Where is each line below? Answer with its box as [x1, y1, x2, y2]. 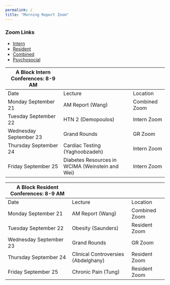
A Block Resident [16, 184, 59, 191]
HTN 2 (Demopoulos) [63, 116, 115, 123]
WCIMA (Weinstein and [63, 163, 119, 170]
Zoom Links [5, 29, 35, 36]
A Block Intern [15, 68, 51, 76]
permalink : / [5, 7, 33, 13]
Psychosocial [12, 56, 40, 62]
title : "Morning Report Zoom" [5, 12, 69, 17]
